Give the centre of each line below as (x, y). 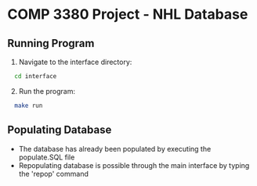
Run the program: (47, 91)
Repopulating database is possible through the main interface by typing (134, 165)
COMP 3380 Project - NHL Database (128, 14)
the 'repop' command (54, 173)
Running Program (51, 43)
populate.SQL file (47, 157)
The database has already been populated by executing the (115, 148)
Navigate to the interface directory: (75, 62)
